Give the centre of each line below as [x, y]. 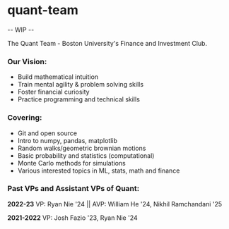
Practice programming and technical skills [78, 99]
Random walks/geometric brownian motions [82, 148]
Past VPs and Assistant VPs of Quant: [74, 189]
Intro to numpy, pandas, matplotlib [67, 140]
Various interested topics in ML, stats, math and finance [99, 171]
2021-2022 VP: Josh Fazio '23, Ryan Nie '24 [72, 218]
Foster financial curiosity [53, 92]
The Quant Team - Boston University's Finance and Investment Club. [107, 43]
